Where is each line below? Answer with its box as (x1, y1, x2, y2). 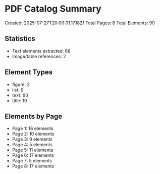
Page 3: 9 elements (12, 136, 52, 142)
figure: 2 (12, 81, 30, 88)
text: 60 (12, 92, 29, 98)
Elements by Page (5, 112, 63, 120)
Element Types (5, 68, 53, 76)
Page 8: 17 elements (12, 163, 54, 169)
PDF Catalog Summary (5, 3, 101, 15)
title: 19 (12, 97, 27, 104)
